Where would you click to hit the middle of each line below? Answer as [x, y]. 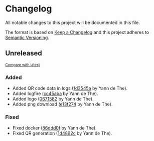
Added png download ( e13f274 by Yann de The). [62, 104]
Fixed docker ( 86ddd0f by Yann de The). [54, 128]
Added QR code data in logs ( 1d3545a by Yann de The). [70, 88]
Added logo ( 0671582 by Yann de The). [53, 99]
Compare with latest [23, 65]
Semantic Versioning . [27, 37]
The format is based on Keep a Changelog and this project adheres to [77, 32]
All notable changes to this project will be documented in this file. [73, 22]
